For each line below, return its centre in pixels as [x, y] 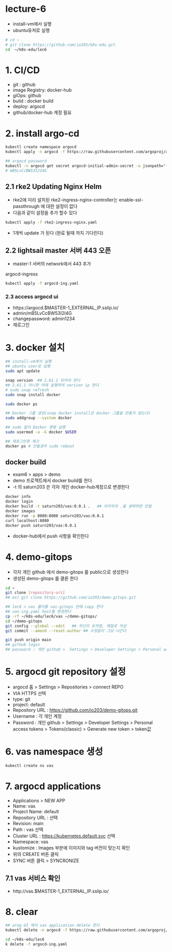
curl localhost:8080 [27, 520]
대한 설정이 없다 [62, 206]
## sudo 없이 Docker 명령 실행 [35, 427]
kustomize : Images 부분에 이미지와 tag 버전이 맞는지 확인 [71, 848]
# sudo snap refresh [27, 390]
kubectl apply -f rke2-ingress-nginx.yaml [51, 222]
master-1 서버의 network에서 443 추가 [52, 264]
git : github [24, 84]
